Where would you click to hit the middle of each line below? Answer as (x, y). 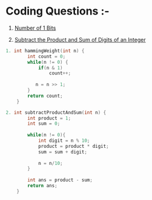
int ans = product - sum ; (60, 180)
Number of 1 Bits (35, 28)
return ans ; (43, 186)
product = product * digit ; (74, 146)
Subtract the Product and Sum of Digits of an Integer (80, 39)
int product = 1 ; (49, 118)
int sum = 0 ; (44, 124)
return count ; (45, 96)
